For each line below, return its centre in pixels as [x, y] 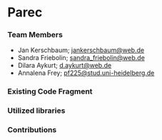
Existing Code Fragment [50, 91]
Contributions [32, 130]
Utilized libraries [36, 111]
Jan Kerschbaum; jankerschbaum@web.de [81, 50]
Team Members [35, 35]
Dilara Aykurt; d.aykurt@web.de [65, 66]
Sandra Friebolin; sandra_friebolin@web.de [81, 58]
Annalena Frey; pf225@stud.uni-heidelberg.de [86, 73]
